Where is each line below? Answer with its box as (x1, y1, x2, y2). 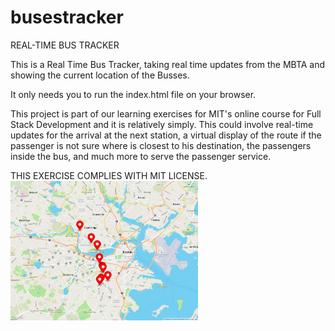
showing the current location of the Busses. (10, 69, 190, 81)
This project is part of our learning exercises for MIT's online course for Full (10, 107, 322, 120)
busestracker (10, 6, 124, 29)
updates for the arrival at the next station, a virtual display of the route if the (10, 129, 322, 141)
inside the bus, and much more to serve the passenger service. (10, 150, 272, 162)
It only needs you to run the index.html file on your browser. (10, 88, 257, 100)
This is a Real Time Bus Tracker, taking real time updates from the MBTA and (10, 58, 326, 70)
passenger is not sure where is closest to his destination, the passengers (10, 139, 312, 151)
